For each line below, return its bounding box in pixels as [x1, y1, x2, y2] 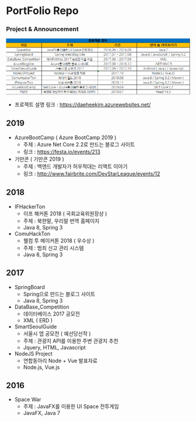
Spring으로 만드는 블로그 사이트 [23, 290, 96, 297]
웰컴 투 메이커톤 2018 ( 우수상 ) [23, 237, 94, 244]
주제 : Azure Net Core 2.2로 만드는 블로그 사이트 [23, 140, 135, 147]
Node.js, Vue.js [23, 363, 60, 370]
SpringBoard [14, 283, 45, 290]
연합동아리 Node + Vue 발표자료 [23, 357, 98, 364]
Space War [14, 396, 41, 403]
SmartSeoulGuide [14, 323, 57, 330]
